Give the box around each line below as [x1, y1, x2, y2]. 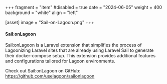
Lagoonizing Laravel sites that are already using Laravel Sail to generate [5, 47, 154, 53]
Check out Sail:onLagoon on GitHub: [5, 68, 81, 74]
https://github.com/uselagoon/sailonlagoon [5, 73, 95, 79]
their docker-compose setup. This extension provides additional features [5, 53, 156, 59]
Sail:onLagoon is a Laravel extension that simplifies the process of [5, 42, 142, 48]
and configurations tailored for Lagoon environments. [5, 58, 115, 64]
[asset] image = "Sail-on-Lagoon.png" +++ [5, 20, 94, 25]
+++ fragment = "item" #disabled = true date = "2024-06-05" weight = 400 [5, 5, 162, 10]
